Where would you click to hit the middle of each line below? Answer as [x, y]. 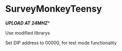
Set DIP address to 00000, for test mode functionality [61, 43]
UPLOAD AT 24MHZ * [28, 23]
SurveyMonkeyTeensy [54, 9]
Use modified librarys [28, 33]
